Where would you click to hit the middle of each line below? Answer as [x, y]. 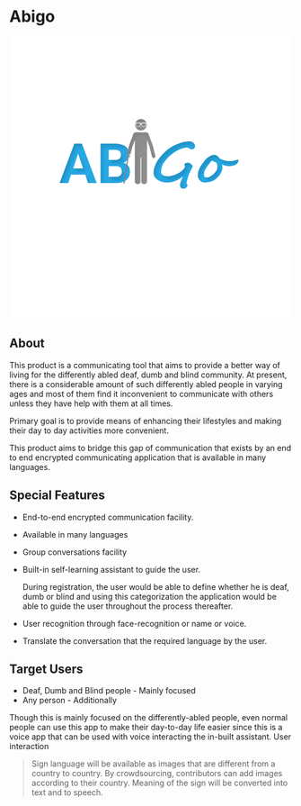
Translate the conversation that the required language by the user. [145, 640]
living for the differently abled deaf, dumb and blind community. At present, [148, 375]
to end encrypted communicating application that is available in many [138, 457]
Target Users [46, 669]
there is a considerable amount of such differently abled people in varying [146, 384]
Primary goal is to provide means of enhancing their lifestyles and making [146, 421]
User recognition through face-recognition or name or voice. [134, 623]
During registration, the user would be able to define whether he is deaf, [155, 586]
